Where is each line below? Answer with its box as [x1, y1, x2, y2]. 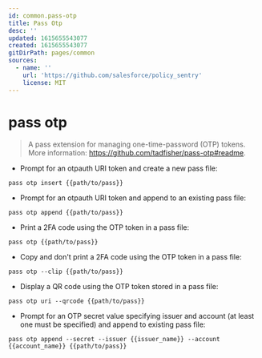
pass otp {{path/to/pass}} [8, 238, 99, 247]
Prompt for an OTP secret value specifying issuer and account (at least [19, 312, 255, 321]
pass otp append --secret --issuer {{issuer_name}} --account [8, 336, 220, 344]
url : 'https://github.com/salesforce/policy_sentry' [22, 71, 203, 79]
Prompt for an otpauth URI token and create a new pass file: [19, 163, 218, 173]
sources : [8, 57, 38, 65]
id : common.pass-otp [8, 11, 78, 20]
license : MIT [22, 78, 67, 86]
